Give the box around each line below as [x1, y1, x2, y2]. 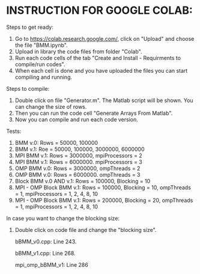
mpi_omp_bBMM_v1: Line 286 [14, 261, 88, 268]
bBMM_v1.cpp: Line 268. [14, 249, 76, 257]
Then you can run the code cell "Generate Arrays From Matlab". [14, 109, 173, 117]
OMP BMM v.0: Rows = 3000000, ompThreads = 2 [14, 165, 141, 172]
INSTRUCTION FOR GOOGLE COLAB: [6, 4, 193, 17]
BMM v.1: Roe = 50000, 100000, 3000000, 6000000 [14, 145, 145, 153]
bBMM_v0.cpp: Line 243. [14, 238, 77, 245]
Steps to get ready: [6, 23, 54, 31]
